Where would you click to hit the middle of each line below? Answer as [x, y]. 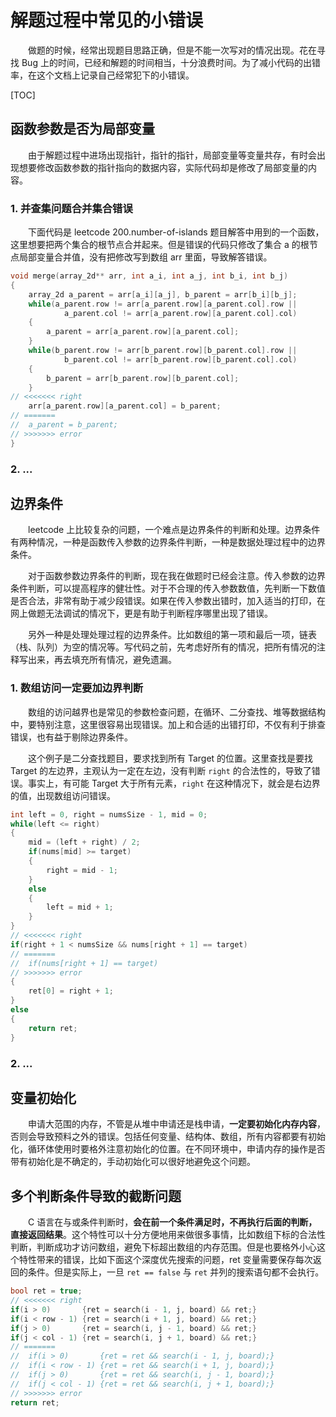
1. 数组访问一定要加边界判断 [77, 688]
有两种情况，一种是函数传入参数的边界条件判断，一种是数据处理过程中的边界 [168, 542]
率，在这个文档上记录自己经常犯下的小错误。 [102, 75]
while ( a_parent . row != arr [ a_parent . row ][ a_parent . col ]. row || [163, 304]
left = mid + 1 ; [80, 907]
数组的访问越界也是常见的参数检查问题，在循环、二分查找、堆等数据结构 [176, 712]
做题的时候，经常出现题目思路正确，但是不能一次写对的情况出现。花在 [172, 50]
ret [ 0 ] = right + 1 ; [71, 991]
